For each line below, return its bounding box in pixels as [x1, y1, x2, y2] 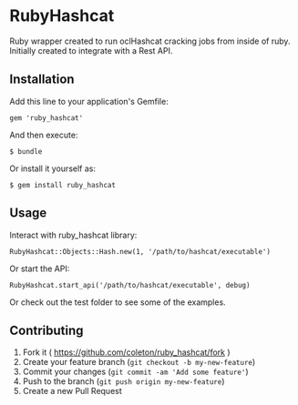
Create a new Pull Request [22, 386, 123, 397]
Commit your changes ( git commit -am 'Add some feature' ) [22, 366, 249, 378]
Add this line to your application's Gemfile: [9, 96, 169, 106]
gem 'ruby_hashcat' [9, 113, 84, 123]
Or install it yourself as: [9, 163, 96, 174]
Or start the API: [9, 263, 70, 274]
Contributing [9, 322, 84, 338]
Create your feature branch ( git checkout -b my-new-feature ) [22, 357, 256, 368]
